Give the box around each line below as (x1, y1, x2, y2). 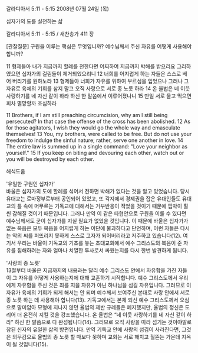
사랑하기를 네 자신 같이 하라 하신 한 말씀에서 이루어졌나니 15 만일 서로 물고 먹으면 (6, 92, 192, 99)
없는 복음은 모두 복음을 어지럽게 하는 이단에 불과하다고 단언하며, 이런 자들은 (6, 225, 179, 232)
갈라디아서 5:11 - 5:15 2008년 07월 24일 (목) (6, 5, 109, 12)
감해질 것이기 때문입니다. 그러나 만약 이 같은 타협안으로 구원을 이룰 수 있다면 (12, 210, 187, 217)
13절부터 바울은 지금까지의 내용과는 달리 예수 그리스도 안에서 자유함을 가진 (6, 267, 177, 274)
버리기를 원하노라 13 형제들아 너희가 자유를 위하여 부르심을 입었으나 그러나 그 (12, 77, 189, 85)
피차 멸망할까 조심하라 (6, 100, 57, 106)
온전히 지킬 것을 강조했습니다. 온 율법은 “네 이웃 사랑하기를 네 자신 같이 (23, 311, 186, 318)
